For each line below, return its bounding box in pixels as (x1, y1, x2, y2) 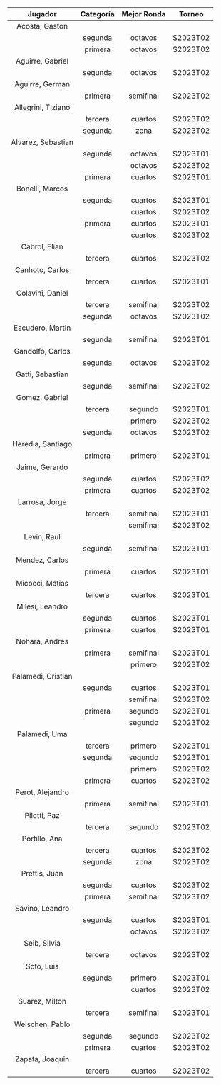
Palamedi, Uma (16, 729, 68, 739)
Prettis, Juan (21, 869, 63, 878)
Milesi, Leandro (16, 601, 68, 611)
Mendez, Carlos (15, 555, 69, 565)
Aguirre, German (14, 79, 70, 89)
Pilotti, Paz (24, 811, 61, 820)
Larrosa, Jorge (17, 497, 67, 506)
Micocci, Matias (15, 579, 69, 588)
